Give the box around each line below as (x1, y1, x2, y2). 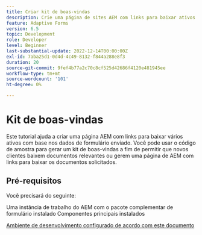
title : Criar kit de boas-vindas (6, 8, 90, 15)
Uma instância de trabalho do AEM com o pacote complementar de (6, 203, 174, 211)
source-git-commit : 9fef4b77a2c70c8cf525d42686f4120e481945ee (6, 64, 166, 71)
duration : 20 (6, 59, 39, 65)
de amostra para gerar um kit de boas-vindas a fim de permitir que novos (6, 145, 189, 152)
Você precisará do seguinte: (6, 192, 77, 199)
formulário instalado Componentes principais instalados (6, 210, 145, 217)
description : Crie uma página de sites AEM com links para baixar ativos (6, 14, 196, 20)
